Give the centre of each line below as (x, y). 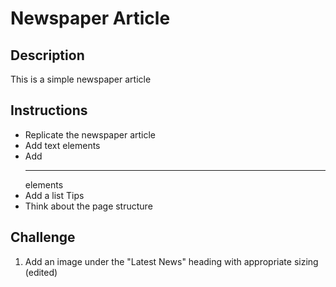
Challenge (43, 237)
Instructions (49, 110)
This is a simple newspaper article (81, 79)
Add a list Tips (54, 195)
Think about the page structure (88, 206)
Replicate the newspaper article (90, 134)
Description (47, 55)
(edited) (41, 272)
